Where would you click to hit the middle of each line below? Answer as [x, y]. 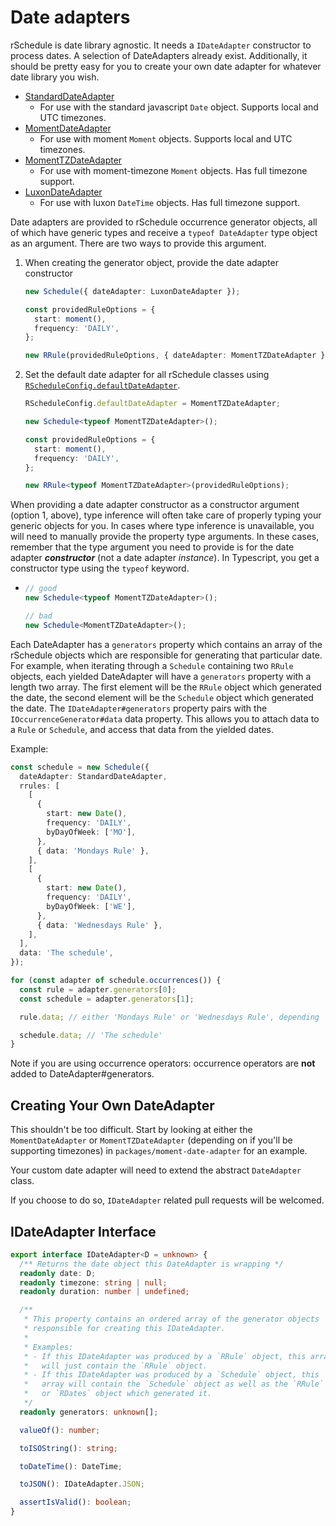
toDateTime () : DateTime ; [71, 1466]
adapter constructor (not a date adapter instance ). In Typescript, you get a [165, 558]
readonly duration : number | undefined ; [104, 1292]
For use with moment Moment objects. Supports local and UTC [166, 138]
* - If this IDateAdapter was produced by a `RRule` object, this [165, 1356]
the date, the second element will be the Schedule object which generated [162, 697]
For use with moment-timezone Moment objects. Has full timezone [173, 170]
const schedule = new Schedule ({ [80, 767]
